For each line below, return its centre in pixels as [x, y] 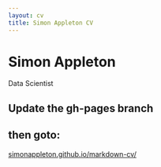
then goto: [34, 135]
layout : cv [26, 15]
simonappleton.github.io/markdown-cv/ [72, 154]
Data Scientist [31, 83]
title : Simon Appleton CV [51, 23]
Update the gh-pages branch [81, 108]
